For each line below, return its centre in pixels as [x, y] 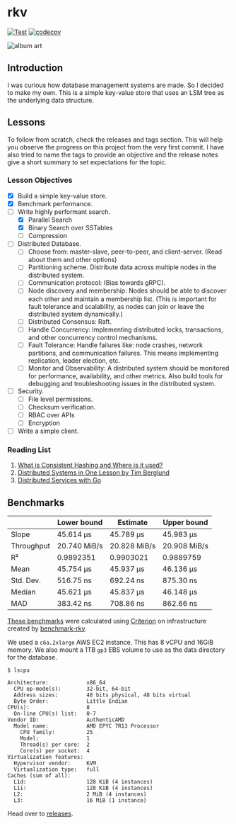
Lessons [26, 122]
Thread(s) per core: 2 [55, 745]
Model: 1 [55, 739]
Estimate [133, 523]
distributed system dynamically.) [76, 314]
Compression [48, 236]
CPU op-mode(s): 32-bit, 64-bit [72, 689]
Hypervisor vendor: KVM [55, 763]
